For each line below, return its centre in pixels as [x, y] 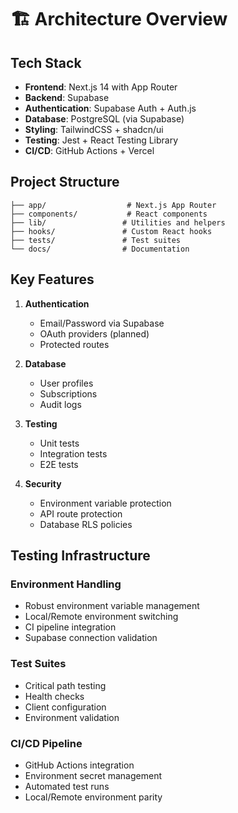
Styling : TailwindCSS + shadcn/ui [94, 129]
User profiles [66, 383]
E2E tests [59, 464]
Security [43, 483]
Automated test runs [67, 786]
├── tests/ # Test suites [96, 240]
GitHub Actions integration [79, 765]
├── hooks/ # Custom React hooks [111, 231]
